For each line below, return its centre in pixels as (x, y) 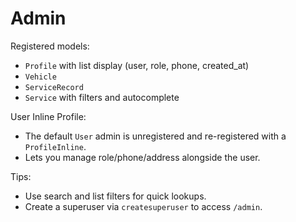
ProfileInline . (55, 146)
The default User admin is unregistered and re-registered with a (155, 136)
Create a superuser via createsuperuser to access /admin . (143, 206)
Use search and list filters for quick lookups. (115, 196)
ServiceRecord (54, 87)
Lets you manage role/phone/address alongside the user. (142, 157)
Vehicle (40, 77)
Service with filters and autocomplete (102, 97)
